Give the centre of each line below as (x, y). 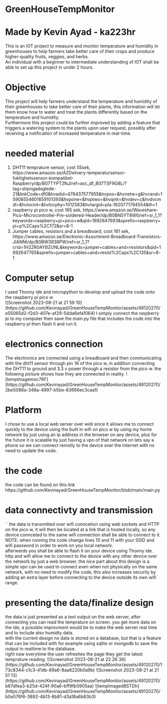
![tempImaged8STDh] (117, 686)
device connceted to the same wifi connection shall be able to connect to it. (83, 535)
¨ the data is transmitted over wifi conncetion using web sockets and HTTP (82, 524)
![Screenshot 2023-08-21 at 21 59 (40, 302)
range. (12, 582)
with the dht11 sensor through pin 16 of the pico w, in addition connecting (80, 363)
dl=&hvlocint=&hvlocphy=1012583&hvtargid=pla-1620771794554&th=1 (85, 205)
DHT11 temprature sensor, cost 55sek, (51, 167)
